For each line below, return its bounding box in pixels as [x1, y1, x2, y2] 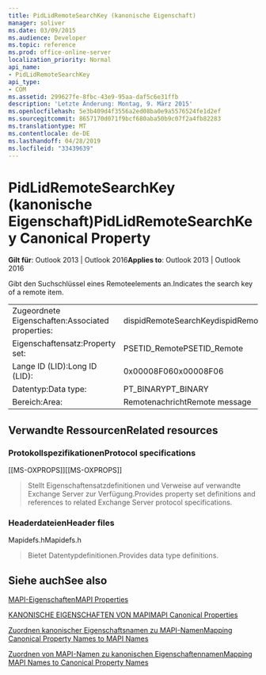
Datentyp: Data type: [12, 384, 87, 395]
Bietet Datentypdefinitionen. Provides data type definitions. [27, 550, 219, 560]
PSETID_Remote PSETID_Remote [123, 343, 244, 354]
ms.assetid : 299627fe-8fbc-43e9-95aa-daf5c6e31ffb [8, 93, 179, 101]
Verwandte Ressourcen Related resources [8, 424, 218, 437]
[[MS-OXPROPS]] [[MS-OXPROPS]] [8, 466, 123, 474]
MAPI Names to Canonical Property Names [8, 658, 149, 667]
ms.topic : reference [8, 41, 77, 49]
